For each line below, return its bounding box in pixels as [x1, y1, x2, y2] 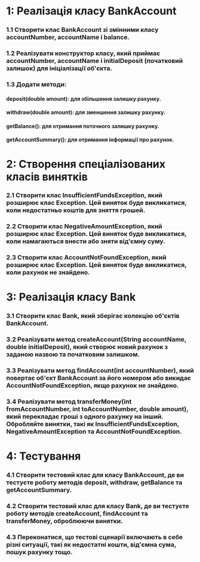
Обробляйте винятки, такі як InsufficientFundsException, [6, 420, 179, 428]
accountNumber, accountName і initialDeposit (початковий [6, 57, 183, 65]
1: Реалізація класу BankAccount [6, 4, 177, 18]
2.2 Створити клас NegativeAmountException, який [6, 222, 162, 231]
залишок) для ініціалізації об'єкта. [6, 64, 112, 72]
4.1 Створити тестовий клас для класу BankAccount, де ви [6, 471, 184, 479]
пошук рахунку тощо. [6, 548, 73, 557]
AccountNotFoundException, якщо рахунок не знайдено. [6, 382, 179, 390]
